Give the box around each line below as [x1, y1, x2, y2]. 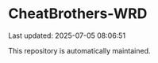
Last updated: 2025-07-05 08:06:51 [8, 31, 125, 40]
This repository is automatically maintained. [8, 46, 151, 55]
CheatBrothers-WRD [8, 5, 148, 23]
